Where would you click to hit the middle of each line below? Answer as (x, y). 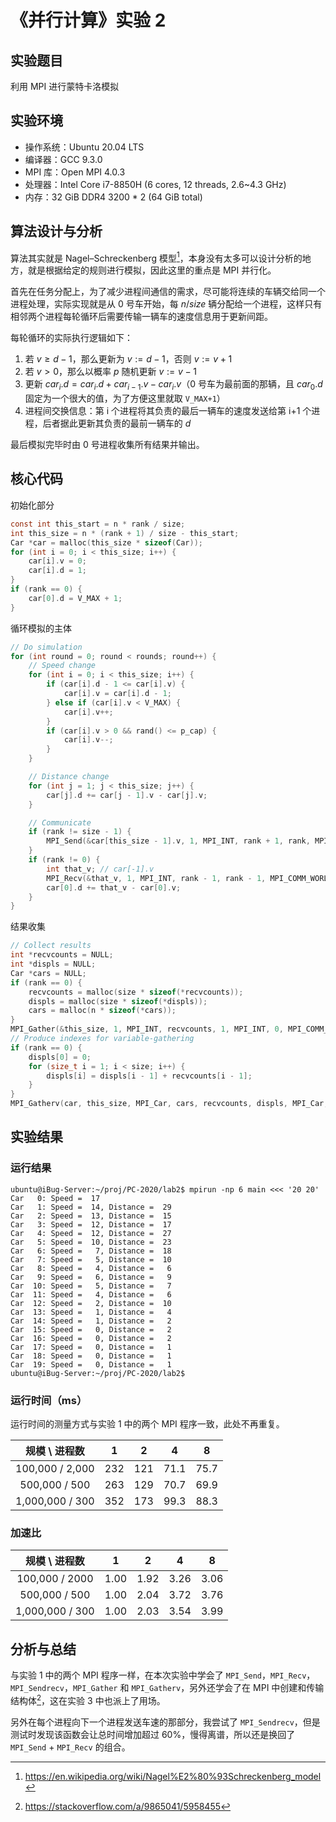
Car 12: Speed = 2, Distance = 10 (91, 1303)
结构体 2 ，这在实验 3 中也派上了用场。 (88, 1699)
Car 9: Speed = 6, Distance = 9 (91, 1277)
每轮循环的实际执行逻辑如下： (71, 338)
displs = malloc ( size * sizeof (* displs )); (118, 1001)
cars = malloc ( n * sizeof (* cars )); (102, 1011)
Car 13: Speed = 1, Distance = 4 (91, 1312)
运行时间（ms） (49, 1400)
